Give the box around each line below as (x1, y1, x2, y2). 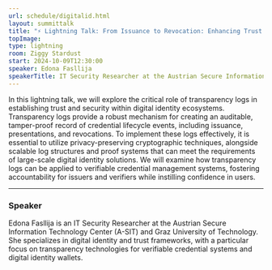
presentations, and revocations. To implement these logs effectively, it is (8, 129, 249, 139)
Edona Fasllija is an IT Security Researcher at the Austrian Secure (8, 218, 227, 228)
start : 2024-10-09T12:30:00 (8, 58, 104, 66)
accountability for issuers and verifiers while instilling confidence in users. (8, 172, 256, 182)
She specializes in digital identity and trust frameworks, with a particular (8, 235, 249, 245)
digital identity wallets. (8, 252, 83, 262)
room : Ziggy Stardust (8, 49, 82, 58)
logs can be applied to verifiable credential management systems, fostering (8, 163, 261, 173)
